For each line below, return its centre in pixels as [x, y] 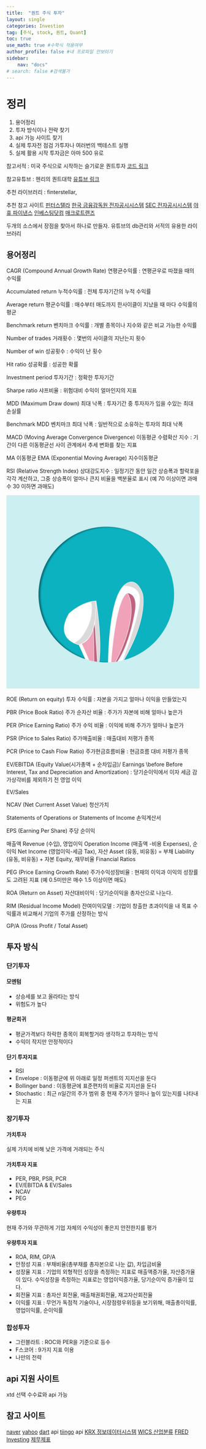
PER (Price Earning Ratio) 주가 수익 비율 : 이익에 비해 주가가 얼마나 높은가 [95, 725]
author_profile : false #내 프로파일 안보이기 [60, 52]
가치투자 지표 [22, 1164]
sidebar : [17, 58]
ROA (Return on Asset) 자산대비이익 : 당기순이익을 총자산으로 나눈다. [90, 893]
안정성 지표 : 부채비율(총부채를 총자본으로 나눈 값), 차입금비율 [88, 1264]
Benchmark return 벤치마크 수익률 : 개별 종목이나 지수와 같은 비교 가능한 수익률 [102, 325]
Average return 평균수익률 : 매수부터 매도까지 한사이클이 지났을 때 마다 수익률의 [102, 304]
